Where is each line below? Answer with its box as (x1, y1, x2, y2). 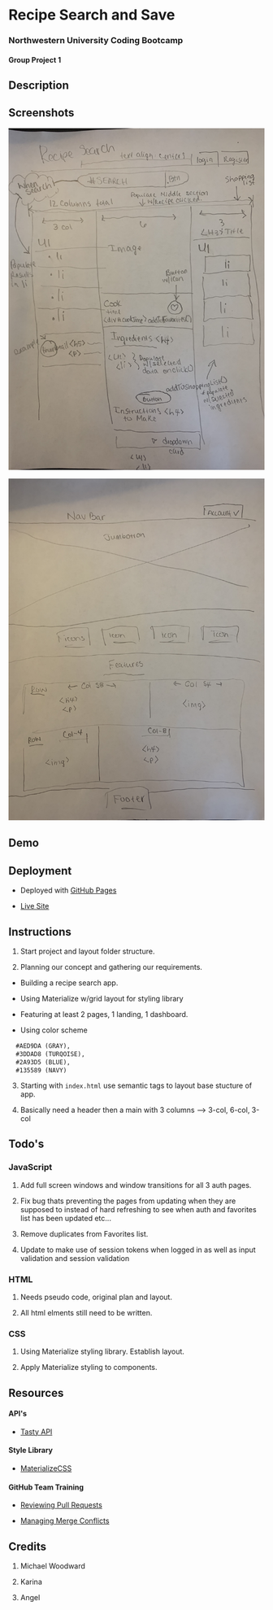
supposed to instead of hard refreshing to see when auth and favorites (19, 1204, 258, 1214)
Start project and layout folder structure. (19, 946, 155, 956)
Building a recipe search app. (19, 978, 119, 988)
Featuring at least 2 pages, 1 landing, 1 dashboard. (19, 1009, 188, 1019)
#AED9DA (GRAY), (15, 1041, 71, 1050)
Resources (8, 1385, 64, 1400)
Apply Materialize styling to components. (19, 1363, 158, 1372)
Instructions (8, 925, 71, 939)
